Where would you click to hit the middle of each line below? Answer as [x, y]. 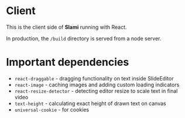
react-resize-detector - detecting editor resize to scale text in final [96, 91]
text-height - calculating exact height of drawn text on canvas [90, 103]
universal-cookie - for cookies [52, 109]
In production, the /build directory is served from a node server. [84, 38]
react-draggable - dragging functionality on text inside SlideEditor [94, 78]
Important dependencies [68, 62]
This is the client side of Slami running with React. [66, 27]
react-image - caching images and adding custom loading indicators [97, 85]
